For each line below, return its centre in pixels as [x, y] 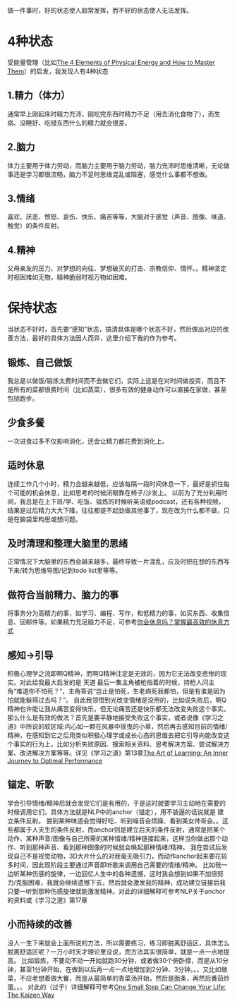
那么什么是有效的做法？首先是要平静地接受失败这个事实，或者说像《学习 [112, 717]
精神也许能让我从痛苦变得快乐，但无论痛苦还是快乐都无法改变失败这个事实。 [119, 709]
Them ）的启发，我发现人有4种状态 [58, 71]
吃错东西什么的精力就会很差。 [87, 123]
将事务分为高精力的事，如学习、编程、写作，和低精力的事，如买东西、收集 [115, 613]
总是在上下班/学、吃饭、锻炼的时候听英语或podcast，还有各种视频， [125, 501]
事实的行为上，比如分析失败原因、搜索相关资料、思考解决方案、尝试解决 [118, 744]
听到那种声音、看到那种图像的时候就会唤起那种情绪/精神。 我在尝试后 [120, 847]
